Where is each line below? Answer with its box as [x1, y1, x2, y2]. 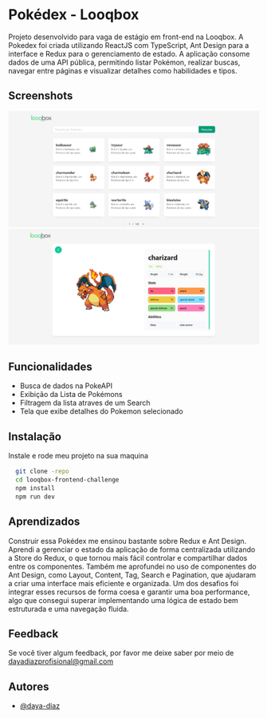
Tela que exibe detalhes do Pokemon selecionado [19, 407, 183, 416]
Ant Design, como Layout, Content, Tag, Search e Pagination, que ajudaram [8, 569, 257, 580]
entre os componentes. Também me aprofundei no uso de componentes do [8, 561, 257, 571]
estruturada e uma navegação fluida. [8, 604, 129, 613]
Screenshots [8, 89, 73, 103]
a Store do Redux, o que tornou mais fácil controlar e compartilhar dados [8, 553, 248, 562]
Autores [8, 680, 49, 693]
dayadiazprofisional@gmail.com [8, 657, 114, 666]
